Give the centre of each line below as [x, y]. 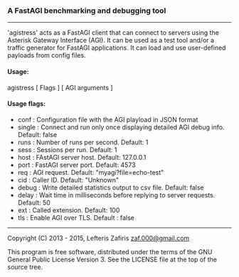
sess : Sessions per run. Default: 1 [67, 150]
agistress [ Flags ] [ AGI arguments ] [60, 87]
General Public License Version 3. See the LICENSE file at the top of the [112, 259]
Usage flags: [27, 104]
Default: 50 [34, 202]
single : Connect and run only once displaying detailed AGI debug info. [121, 127]
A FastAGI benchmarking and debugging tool [87, 11]
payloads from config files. [47, 55]
